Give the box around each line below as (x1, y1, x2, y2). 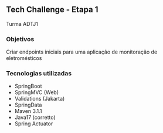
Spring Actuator (14, 120, 53, 127)
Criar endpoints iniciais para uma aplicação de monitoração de (6, 48, 158, 55)
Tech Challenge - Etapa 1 (6, 5, 99, 15)
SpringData (14, 101, 42, 108)
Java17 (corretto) (14, 114, 56, 121)
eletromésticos (6, 55, 42, 62)
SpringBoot (14, 82, 42, 90)
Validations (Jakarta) (14, 95, 65, 102)
